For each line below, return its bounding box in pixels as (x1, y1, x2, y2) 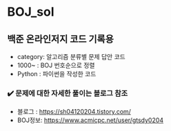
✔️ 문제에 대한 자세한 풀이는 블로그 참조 (7, 88, 128, 98)
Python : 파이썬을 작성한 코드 (17, 70, 97, 78)
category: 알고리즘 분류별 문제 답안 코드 (17, 53, 125, 60)
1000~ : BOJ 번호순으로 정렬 (17, 61, 95, 69)
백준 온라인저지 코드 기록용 (7, 33, 114, 45)
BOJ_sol (7, 4, 54, 20)
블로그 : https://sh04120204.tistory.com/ (17, 108, 131, 116)
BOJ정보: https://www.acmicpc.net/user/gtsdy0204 (17, 116, 164, 124)
